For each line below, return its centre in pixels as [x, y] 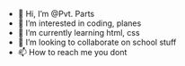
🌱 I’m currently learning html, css [79, 33]
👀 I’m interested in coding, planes [79, 23]
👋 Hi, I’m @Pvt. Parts [56, 14]
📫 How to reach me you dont [72, 52]
